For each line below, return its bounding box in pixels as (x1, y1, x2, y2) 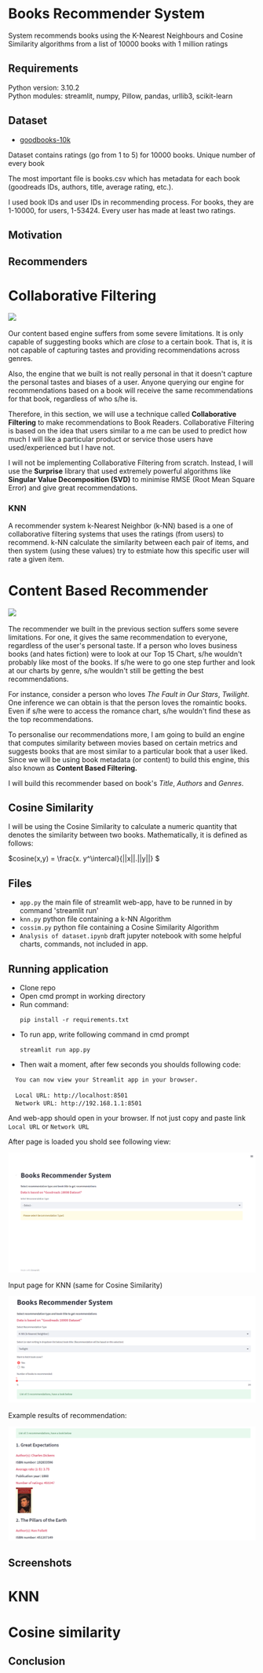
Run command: (19, 1000, 69, 1009)
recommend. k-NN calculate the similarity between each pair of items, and (8, 537, 249, 547)
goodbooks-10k (19, 135, 71, 144)
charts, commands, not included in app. (19, 939, 148, 949)
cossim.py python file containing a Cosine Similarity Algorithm (19, 923, 220, 932)
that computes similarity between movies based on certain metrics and (8, 738, 238, 747)
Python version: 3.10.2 (8, 83, 80, 92)
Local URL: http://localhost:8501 (15, 1091, 128, 1100)
